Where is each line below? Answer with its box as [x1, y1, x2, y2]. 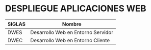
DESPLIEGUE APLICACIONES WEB [5, 3, 147, 14]
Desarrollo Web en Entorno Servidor [30, 29, 114, 36]
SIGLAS [7, 21, 26, 27]
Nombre [62, 21, 82, 27]
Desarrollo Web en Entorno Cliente [30, 37, 110, 44]
